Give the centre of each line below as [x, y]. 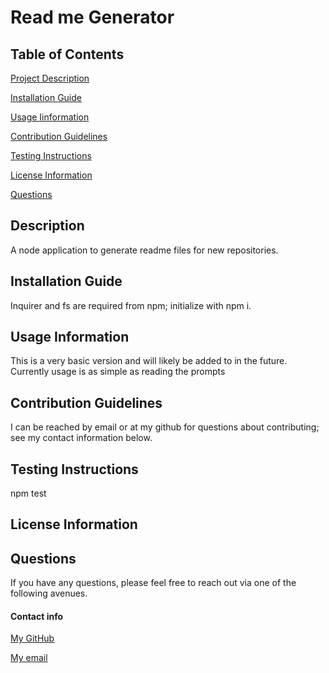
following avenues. [49, 593]
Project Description [50, 78]
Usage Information [70, 337]
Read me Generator [92, 17]
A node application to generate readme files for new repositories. [144, 250]
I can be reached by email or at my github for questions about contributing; [165, 427]
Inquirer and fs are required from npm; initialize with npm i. [131, 305]
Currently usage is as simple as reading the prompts [118, 372]
